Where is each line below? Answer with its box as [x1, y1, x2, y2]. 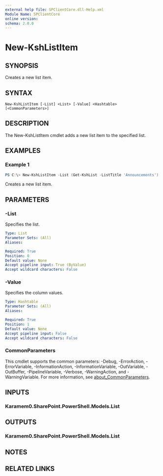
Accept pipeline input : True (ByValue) [5, 263, 87, 267]
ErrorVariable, [5, 364, 33, 370]
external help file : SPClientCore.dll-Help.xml [5, 7, 104, 12]
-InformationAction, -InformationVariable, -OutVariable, [34, 364, 145, 370]
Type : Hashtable [5, 299, 38, 304]
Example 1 [5, 161, 30, 168]
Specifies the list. [5, 221, 40, 227]
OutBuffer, [5, 369, 26, 374]
